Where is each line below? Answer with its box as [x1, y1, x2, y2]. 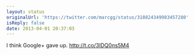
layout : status [6, 8, 45, 15]
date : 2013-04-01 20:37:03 [6, 25, 75, 32]
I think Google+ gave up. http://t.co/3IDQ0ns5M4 [6, 42, 130, 49]
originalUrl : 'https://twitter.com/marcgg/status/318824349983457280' [6, 14, 189, 20]
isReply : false [6, 20, 45, 26]
